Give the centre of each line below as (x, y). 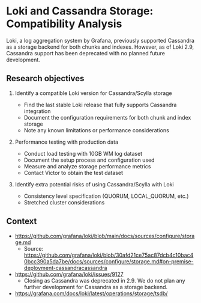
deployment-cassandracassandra (65, 268)
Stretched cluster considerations (64, 202)
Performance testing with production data (67, 142)
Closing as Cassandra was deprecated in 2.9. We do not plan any (104, 280)
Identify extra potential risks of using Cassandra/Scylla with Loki (94, 184)
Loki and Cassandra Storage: (80, 11)
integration (37, 111)
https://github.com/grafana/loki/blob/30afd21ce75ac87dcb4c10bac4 (109, 255)
